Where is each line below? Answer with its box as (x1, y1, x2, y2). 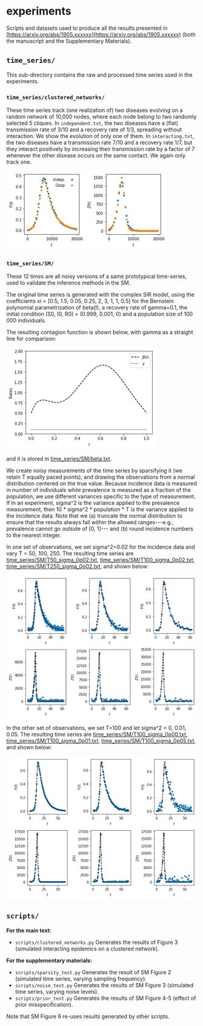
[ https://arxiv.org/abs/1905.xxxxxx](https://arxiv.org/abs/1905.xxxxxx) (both (6, 30, 196, 38)
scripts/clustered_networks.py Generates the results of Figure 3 (15, 938, 178, 946)
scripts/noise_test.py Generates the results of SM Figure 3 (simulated (15, 981, 194, 989)
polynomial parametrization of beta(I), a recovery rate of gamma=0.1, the (6, 304, 188, 311)
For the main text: (6, 926, 52, 934)
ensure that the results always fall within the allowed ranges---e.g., (6, 519, 174, 526)
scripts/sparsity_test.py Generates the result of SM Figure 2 (15, 968, 171, 976)
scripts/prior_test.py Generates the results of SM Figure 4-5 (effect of (15, 994, 196, 1002)
